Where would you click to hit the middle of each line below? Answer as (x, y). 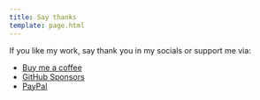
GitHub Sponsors (54, 76)
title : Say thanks (43, 17)
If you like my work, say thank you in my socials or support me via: (130, 50)
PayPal (34, 86)
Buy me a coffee (52, 68)
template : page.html (47, 25)
